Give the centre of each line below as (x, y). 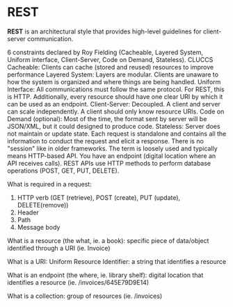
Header (28, 212)
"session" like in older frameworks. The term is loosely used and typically (112, 148)
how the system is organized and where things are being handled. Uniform (114, 81)
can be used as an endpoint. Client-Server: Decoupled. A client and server (114, 104)
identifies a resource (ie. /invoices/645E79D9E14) (78, 282)
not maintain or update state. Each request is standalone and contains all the (117, 134)
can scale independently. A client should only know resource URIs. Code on (116, 111)
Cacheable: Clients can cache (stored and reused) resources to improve (111, 67)
